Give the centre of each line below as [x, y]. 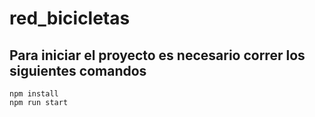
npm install [34, 94]
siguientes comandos [78, 70]
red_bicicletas [70, 18]
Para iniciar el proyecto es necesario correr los [157, 55]
